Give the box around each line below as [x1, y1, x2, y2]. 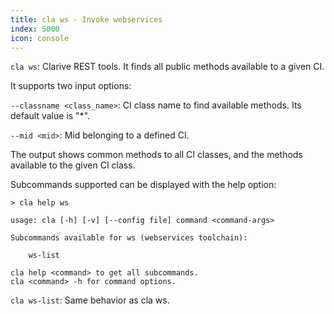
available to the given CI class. [10, 159, 136, 171]
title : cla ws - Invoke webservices [10, 14, 163, 25]
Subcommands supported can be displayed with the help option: [10, 179, 277, 191]
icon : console [10, 33, 70, 43]
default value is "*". [10, 110, 91, 122]
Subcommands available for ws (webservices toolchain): [10, 233, 248, 243]
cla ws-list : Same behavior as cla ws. [10, 294, 170, 306]
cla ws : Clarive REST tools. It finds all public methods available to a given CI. [10, 61, 325, 73]
